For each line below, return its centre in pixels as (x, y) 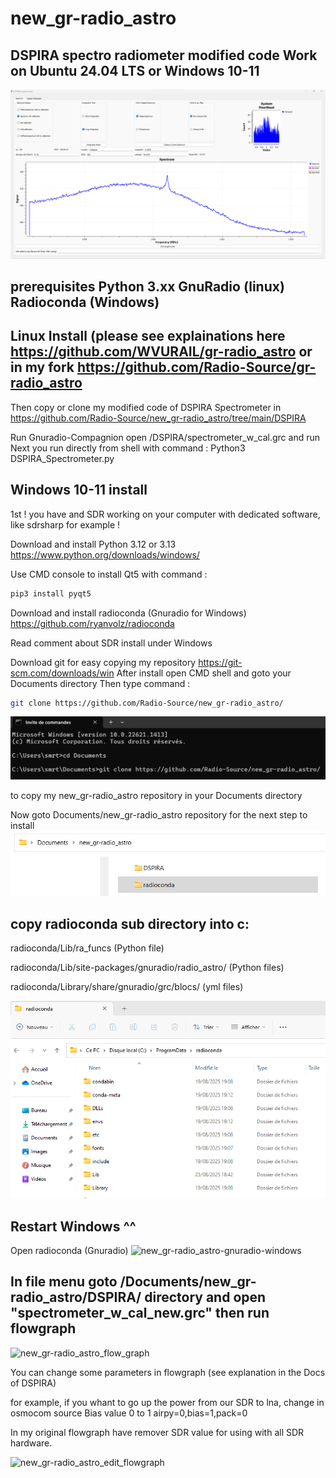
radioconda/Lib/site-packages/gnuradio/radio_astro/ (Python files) (147, 968)
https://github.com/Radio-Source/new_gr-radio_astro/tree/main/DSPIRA (158, 418)
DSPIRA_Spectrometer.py (62, 458)
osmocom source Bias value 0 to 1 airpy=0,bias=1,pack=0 (129, 1413)
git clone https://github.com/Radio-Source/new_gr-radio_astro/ (147, 703)
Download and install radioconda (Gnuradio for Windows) (128, 613)
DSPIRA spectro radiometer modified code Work (164, 55)
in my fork (42, 367)
